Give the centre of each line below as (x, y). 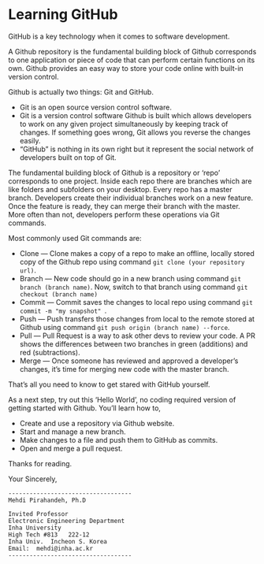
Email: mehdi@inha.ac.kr (50, 548)
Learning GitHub (63, 15)
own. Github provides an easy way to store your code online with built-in (126, 68)
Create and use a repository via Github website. (97, 423)
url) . (28, 270)
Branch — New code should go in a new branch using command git (130, 278)
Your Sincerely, (33, 479)
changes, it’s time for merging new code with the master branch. (124, 369)
